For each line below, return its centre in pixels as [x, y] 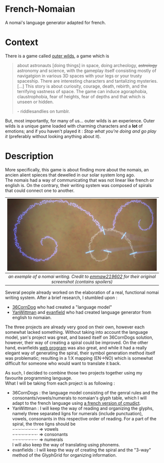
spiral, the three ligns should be [44, 424]
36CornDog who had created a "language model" [62, 307]
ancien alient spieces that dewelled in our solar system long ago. [70, 175]
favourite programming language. [39, 378]
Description [29, 156]
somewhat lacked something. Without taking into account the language [76, 332]
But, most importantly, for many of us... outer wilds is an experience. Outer [80, 120]
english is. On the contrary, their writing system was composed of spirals [79, 185]
